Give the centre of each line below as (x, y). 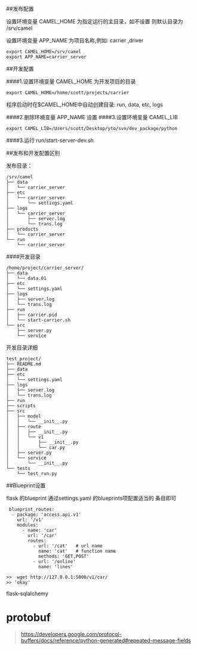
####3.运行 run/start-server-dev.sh (50, 140)
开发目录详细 (22, 347)
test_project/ (24, 359)
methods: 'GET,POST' (64, 556)
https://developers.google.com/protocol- (71, 634)
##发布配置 (20, 9)
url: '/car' (43, 536)
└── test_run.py (37, 473)
